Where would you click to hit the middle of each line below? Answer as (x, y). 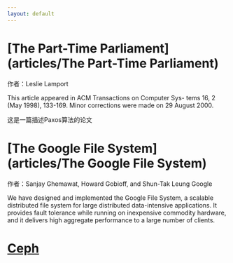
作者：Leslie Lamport (38, 83)
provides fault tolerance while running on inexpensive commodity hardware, (117, 213)
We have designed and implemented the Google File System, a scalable (111, 198)
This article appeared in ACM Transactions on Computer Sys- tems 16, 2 (111, 97)
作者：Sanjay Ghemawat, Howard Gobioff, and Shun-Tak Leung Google (110, 184)
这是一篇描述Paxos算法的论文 (50, 119)
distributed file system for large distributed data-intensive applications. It (112, 205)
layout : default (31, 14)
